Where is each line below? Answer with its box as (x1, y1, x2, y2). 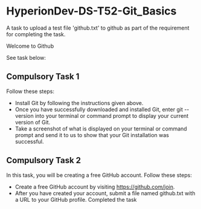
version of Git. (14, 118, 51, 126)
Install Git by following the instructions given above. (14, 99, 144, 106)
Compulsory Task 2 (6, 155, 81, 166)
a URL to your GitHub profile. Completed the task (14, 196, 137, 203)
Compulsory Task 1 (6, 71, 80, 82)
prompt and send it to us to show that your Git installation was (14, 131, 169, 138)
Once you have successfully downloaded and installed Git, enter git (14, 106, 183, 113)
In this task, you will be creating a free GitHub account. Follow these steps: (6, 171, 192, 179)
